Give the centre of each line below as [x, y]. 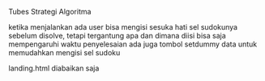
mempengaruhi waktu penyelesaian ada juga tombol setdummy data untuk [133, 44]
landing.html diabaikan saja [54, 68]
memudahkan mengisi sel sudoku [64, 53]
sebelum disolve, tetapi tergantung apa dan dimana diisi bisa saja [118, 36]
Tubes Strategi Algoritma [50, 12]
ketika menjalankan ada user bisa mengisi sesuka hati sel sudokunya [123, 27]
